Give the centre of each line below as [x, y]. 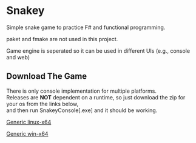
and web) [18, 57]
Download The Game [47, 76]
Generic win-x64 [27, 133]
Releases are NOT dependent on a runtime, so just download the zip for [96, 97]
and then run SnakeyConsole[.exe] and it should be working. [82, 110]
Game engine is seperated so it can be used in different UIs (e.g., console [98, 51]
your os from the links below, [42, 104]
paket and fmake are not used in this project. [62, 39]
